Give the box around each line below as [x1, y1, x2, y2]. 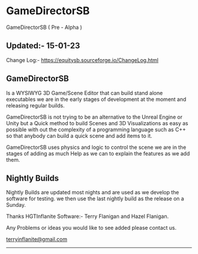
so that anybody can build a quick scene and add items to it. [6, 132, 153, 139]
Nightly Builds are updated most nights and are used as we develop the [6, 189, 180, 196]
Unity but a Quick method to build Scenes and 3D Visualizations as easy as [6, 119, 189, 126]
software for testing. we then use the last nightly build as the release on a [6, 195, 184, 202]
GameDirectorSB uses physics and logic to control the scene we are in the [6, 144, 187, 151]
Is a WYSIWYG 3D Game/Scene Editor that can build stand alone [6, 89, 163, 96]
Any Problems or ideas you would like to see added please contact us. [6, 224, 177, 232]
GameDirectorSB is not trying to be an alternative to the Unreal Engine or [6, 113, 183, 121]
